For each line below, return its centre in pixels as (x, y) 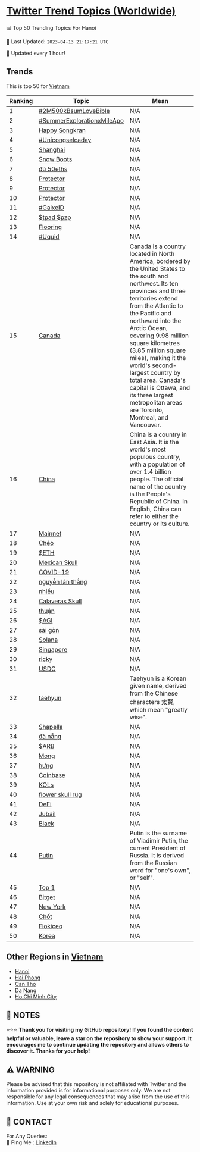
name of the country (158, 486)
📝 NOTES (23, 1015)
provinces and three (157, 291)
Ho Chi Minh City (36, 996)
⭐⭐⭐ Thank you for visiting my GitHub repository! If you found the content (100, 1030)
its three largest (151, 395)
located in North (152, 253)
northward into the (155, 321)
